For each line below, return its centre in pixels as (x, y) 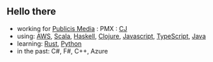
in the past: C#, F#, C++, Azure (62, 51)
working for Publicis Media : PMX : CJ (72, 28)
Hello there (31, 12)
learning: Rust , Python (49, 43)
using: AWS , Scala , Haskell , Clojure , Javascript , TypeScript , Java (111, 36)
